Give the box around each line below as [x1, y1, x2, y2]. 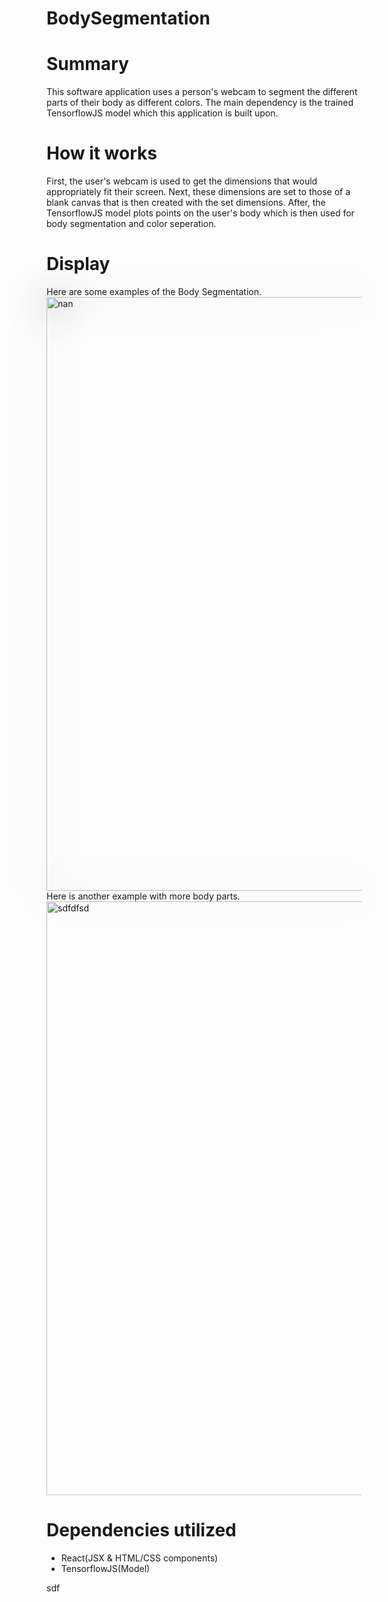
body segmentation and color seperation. [46, 218, 217, 230]
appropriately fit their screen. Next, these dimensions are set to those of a [46, 186, 351, 198]
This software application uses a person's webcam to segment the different [46, 86, 358, 98]
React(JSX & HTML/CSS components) [60, 1552, 219, 1564]
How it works [46, 142, 158, 165]
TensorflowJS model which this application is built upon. [46, 107, 279, 119]
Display [46, 253, 111, 276]
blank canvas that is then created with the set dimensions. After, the [46, 197, 326, 209]
